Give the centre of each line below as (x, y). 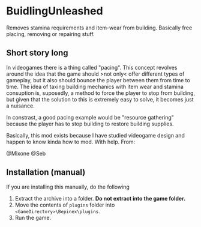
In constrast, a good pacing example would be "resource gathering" (90, 117)
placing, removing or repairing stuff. (50, 34)
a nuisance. (20, 106)
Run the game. (33, 217)
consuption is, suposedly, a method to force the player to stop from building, (101, 93)
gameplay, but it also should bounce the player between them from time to (98, 80)
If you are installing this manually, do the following (68, 187)
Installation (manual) (46, 172)
